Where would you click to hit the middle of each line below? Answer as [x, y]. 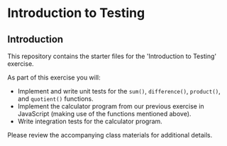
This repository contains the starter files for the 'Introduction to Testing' [112, 56]
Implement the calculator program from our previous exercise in [111, 106]
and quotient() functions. [55, 99]
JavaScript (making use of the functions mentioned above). [104, 114]
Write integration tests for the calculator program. [90, 121]
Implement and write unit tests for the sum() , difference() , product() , [119, 91]
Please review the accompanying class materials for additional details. [110, 135]
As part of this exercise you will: [54, 77]
